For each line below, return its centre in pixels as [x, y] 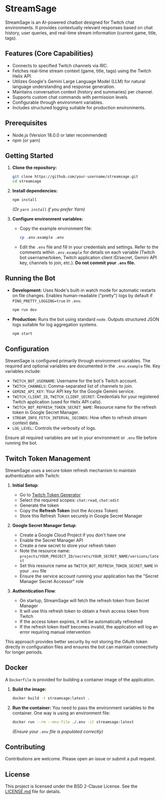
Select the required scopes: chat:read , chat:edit [69, 500]
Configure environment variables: [48, 219]
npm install [24, 200]
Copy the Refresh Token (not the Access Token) [69, 511]
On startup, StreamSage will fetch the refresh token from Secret [84, 601]
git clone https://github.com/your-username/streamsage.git [75, 177]
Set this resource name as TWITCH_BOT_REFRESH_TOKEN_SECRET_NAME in [89, 566]
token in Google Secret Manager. [46, 412]
